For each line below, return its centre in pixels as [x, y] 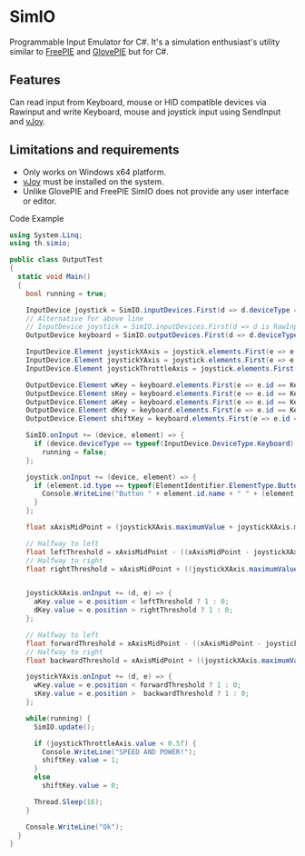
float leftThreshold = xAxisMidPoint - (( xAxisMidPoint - [138, 552]
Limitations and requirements [94, 150]
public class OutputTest [56, 260]
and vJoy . [28, 121]
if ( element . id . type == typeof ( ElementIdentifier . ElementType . [156, 485]
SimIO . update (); [64, 727]
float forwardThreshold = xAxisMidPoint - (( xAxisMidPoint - [143, 643]
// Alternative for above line [85, 319]
